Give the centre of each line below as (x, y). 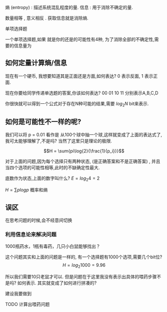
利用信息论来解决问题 (31, 234)
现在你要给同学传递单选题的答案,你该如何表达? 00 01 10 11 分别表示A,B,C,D (82, 93)
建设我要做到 (18, 294)
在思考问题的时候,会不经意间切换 (39, 220)
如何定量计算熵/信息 (36, 63)
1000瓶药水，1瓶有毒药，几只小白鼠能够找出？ (53, 246)
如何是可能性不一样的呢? (43, 122)
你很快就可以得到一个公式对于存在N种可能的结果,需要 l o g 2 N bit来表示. (77, 104)
